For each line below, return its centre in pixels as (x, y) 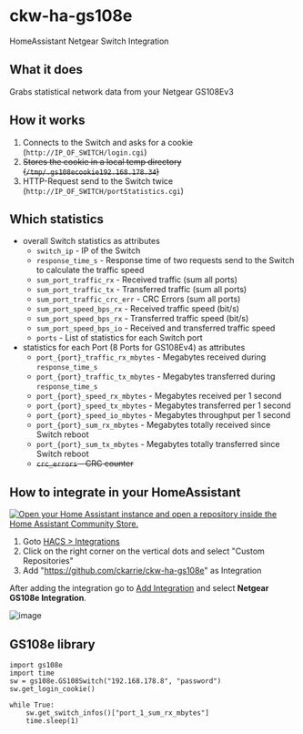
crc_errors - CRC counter (85, 464)
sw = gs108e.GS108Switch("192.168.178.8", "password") (116, 681)
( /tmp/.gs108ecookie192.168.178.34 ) (91, 171)
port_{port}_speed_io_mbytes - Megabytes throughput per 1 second (163, 415)
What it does (46, 70)
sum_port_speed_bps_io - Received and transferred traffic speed (156, 328)
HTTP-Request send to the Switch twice (98, 181)
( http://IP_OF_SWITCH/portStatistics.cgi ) (103, 190)
